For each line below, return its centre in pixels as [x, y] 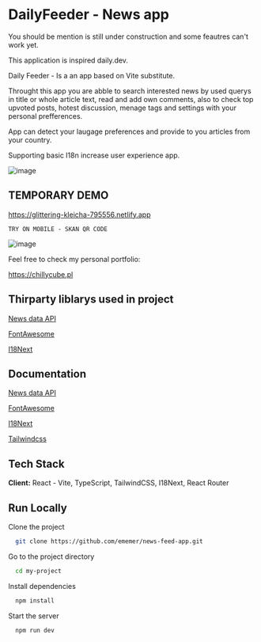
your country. [30, 139]
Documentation [47, 374]
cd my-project [38, 571]
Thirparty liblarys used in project [91, 300]
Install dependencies [42, 586]
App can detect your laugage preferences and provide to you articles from [129, 131]
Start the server [34, 616]
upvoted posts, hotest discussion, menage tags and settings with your [123, 108]
